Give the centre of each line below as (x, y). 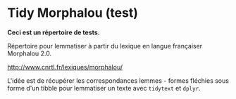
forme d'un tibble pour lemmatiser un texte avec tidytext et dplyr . (104, 88)
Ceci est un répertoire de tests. (54, 32)
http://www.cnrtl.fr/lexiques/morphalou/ (65, 67)
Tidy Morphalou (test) (73, 13)
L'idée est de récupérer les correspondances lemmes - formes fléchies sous (118, 80)
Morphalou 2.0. (29, 53)
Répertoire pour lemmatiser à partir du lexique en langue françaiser (105, 46)
